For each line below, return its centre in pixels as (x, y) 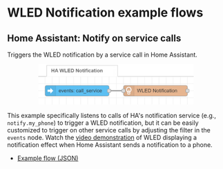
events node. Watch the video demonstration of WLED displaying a (102, 138)
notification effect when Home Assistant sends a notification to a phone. (110, 145)
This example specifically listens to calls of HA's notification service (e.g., (111, 116)
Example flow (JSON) (48, 158)
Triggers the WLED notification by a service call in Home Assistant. (103, 54)
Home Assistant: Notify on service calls (94, 38)
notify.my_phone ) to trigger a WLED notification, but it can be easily (103, 123)
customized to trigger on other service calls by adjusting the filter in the (109, 130)
